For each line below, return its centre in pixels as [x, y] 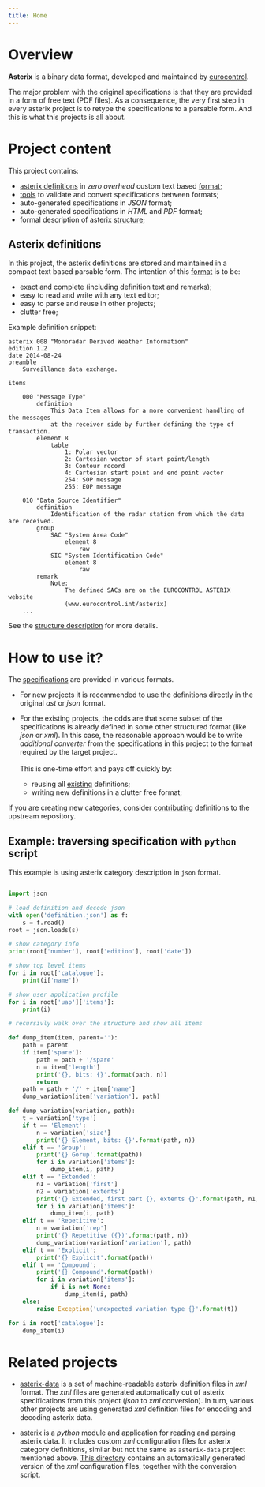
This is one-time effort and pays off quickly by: [95, 769]
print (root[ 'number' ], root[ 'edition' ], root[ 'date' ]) [100, 952]
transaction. [30, 432]
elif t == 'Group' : [54, 1148]
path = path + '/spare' [75, 1060]
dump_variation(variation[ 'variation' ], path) [114, 1243]
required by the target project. [68, 752]
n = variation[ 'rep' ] [72, 1228]
